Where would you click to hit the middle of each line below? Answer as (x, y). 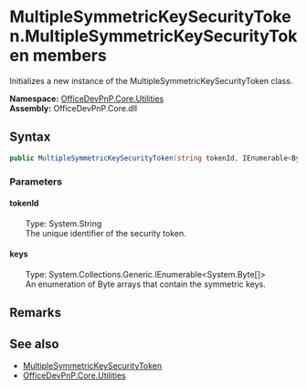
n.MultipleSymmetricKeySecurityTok (153, 36)
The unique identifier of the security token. (106, 233)
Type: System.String (64, 223)
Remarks (36, 313)
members (69, 56)
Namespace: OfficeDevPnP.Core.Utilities (87, 99)
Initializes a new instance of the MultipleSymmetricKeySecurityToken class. (151, 80)
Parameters (36, 182)
